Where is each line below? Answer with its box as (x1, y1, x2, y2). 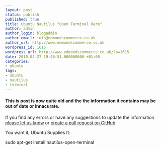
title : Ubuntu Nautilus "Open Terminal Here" (5, 21, 102, 27)
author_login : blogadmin (5, 31, 57, 36)
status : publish (5, 12, 39, 17)
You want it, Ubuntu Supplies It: (5, 129, 70, 135)
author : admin (5, 26, 35, 31)
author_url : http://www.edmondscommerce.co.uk (5, 40, 105, 45)
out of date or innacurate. (5, 103, 60, 109)
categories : (5, 59, 30, 64)
